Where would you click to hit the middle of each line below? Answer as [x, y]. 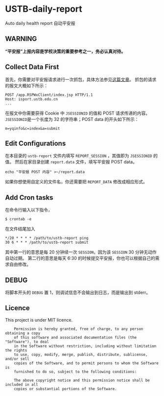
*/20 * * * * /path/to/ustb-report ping [47, 238]
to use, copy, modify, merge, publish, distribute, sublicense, [81, 354]
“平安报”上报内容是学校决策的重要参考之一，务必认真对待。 [65, 51]
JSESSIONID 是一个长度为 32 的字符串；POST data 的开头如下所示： [72, 119]
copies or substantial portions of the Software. [66, 389]
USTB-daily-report [44, 9]
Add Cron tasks [29, 198]
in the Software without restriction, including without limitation [85, 346]
